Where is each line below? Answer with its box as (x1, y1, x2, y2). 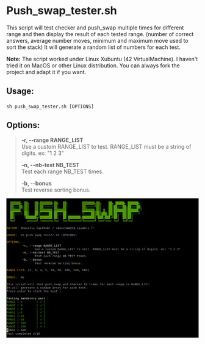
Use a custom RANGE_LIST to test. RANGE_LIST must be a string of (21, 143, 192, 150)
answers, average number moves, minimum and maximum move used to (6, 37, 189, 44)
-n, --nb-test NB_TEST (21, 161, 80, 168)
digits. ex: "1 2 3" (21, 149, 64, 157)
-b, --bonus (21, 179, 52, 187)
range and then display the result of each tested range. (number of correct (6, 30, 194, 37)
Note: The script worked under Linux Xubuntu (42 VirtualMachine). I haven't (6, 55, 198, 62)
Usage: (6, 86, 35, 97)
